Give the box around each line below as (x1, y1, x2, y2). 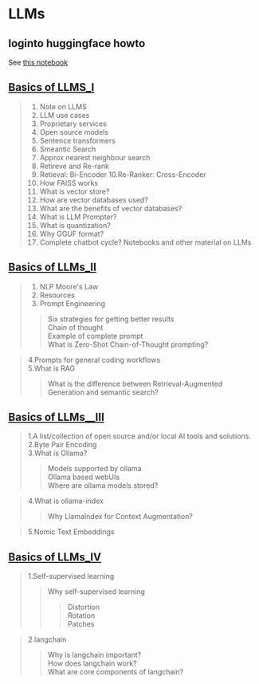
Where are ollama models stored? (47, 481, 159, 490)
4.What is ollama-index (27, 496, 104, 506)
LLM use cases (39, 110, 90, 120)
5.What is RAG (27, 364, 76, 373)
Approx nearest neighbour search (39, 152, 151, 162)
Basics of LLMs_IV (8, 550, 102, 564)
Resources (39, 290, 76, 300)
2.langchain (27, 635, 67, 644)
